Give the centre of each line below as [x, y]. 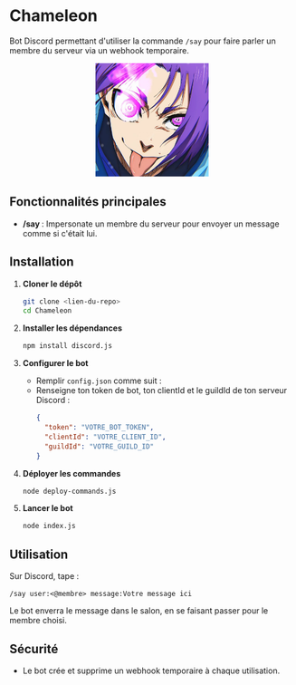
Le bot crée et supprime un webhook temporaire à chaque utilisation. [151, 671]
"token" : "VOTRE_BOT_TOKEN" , [99, 428]
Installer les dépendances [72, 328]
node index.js [49, 526]
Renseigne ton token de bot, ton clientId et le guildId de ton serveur [162, 391]
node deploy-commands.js [69, 491]
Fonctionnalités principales [88, 202]
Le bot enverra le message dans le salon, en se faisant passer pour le [139, 611]
